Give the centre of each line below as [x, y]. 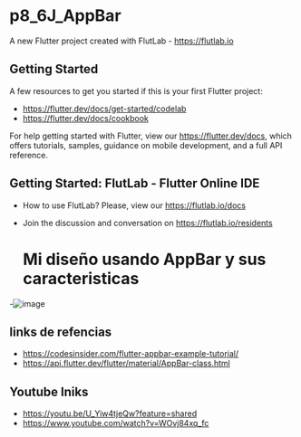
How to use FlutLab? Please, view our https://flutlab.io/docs [134, 205]
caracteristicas [81, 278]
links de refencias [61, 332]
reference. [29, 155]
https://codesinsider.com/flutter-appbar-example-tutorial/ [131, 354]
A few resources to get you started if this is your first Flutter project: [136, 90]
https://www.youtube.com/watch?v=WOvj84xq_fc [116, 423]
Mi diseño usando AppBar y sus [144, 259]
